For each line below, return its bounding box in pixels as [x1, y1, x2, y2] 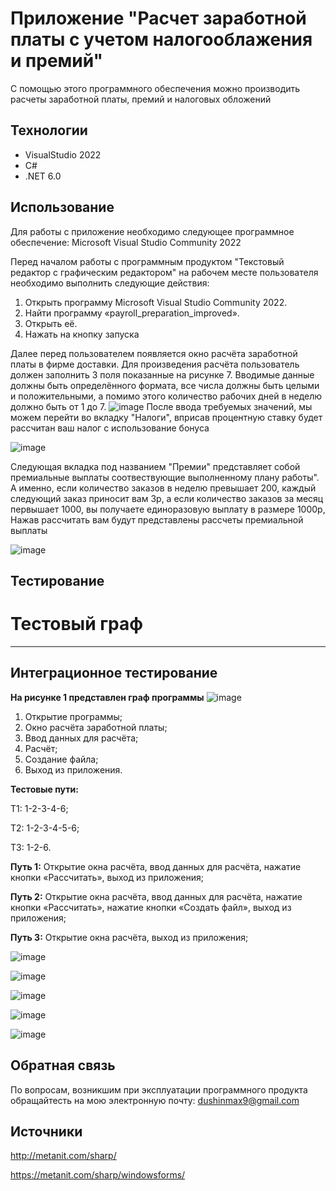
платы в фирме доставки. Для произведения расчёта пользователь [10, 358, 300, 370]
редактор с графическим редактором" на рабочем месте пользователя [10, 266, 319, 278]
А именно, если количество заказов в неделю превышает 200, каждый [10, 482, 317, 494]
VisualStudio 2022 [24, 148, 102, 161]
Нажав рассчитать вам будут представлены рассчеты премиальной [10, 513, 304, 526]
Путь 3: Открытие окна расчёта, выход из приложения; [10, 931, 249, 943]
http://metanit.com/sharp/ [10, 1150, 117, 1162]
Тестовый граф [10, 613, 144, 636]
